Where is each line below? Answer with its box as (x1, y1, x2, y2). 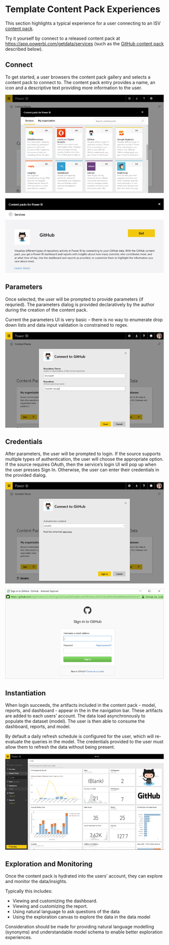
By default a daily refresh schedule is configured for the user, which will (5, 734, 154, 740)
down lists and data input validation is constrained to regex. (5, 322, 129, 328)
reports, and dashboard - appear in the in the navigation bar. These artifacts (5, 707, 163, 713)
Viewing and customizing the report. (12, 903, 88, 909)
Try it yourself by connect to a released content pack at (5, 35, 120, 41)
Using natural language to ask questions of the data (12, 909, 120, 915)
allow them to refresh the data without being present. (5, 744, 116, 750)
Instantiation (5, 689, 46, 697)
